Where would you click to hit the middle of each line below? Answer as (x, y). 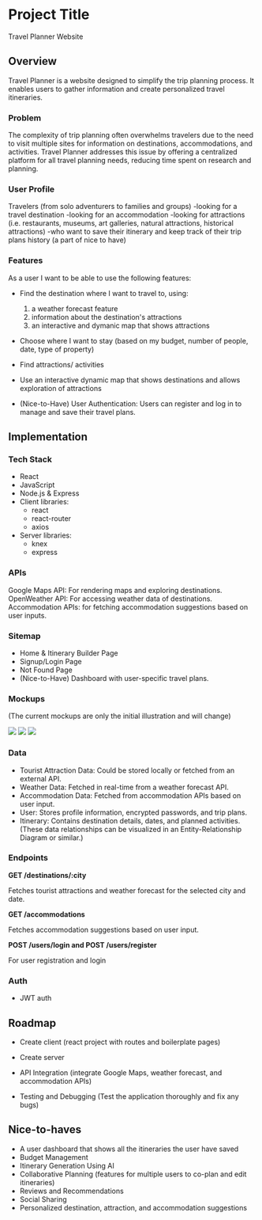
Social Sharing (43, 1199)
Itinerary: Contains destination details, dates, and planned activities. (130, 820)
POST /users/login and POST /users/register (83, 944)
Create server (42, 1057)
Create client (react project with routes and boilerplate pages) (120, 1042)
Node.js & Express (49, 493)
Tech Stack (30, 459)
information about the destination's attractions (107, 317)
